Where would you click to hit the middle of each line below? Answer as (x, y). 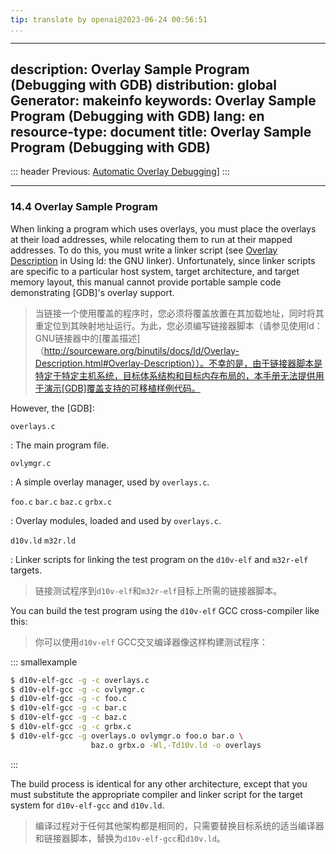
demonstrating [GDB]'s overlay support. (92, 292)
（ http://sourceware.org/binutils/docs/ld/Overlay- (137, 350)
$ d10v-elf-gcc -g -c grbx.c (71, 727)
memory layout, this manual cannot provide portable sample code (146, 282)
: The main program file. (60, 445)
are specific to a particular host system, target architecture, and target (155, 271)
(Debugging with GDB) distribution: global (143, 85)
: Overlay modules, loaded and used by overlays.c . (116, 520)
